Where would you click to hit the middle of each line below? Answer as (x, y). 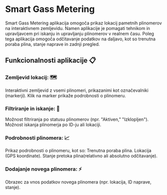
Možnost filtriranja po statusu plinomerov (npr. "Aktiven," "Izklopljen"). (77, 119)
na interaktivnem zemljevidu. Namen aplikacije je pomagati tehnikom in (78, 28)
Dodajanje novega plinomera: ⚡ (43, 169)
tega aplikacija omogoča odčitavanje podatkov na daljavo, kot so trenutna (80, 39)
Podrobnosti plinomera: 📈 (37, 138)
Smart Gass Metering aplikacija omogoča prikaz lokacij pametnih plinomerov (84, 23)
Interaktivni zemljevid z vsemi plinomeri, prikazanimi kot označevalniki (77, 90)
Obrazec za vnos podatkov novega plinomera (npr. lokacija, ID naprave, (78, 182)
